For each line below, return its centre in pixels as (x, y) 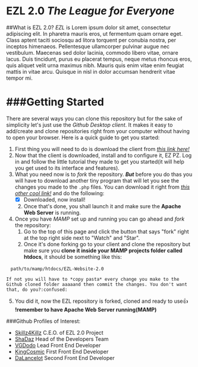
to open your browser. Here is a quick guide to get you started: (83, 137)
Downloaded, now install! (54, 199)
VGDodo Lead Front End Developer (58, 345)
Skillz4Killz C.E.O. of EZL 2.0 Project (59, 333)
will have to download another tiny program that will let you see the (97, 180)
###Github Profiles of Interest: (43, 321)
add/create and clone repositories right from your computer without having (98, 131)
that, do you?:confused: (37, 290)
